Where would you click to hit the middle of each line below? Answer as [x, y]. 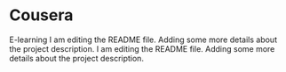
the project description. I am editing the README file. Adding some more [142, 48]
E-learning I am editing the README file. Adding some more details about [143, 40]
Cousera [41, 15]
